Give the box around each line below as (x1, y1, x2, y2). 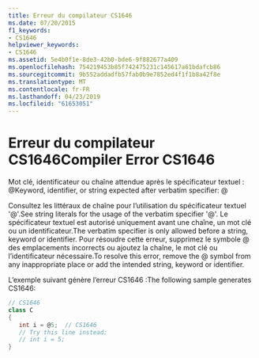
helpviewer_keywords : (8, 41, 80, 49)
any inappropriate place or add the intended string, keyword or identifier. (8, 260, 245, 269)
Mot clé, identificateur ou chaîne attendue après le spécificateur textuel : (8, 177, 245, 187)
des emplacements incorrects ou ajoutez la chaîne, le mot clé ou (8, 243, 219, 253)
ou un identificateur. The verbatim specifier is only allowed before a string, (8, 227, 249, 236)
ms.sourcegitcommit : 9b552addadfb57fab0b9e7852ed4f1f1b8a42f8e (8, 70, 221, 78)
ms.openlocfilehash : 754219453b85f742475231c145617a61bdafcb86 (8, 63, 221, 71)
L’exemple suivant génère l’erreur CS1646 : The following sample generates (8, 275, 252, 285)
